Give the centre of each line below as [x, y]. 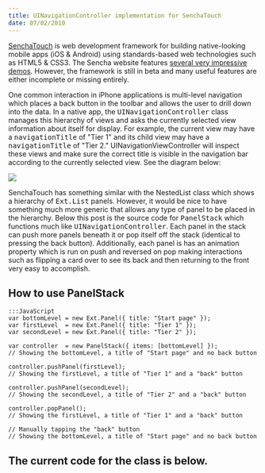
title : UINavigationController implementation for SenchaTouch [115, 15]
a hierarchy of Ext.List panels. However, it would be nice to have [118, 201]
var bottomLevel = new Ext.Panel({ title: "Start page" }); [110, 318]
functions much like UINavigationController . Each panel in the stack [127, 226]
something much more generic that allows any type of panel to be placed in [132, 209]
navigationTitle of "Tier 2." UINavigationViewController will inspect [124, 145]
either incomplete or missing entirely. [69, 79]
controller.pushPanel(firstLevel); [67, 367]
